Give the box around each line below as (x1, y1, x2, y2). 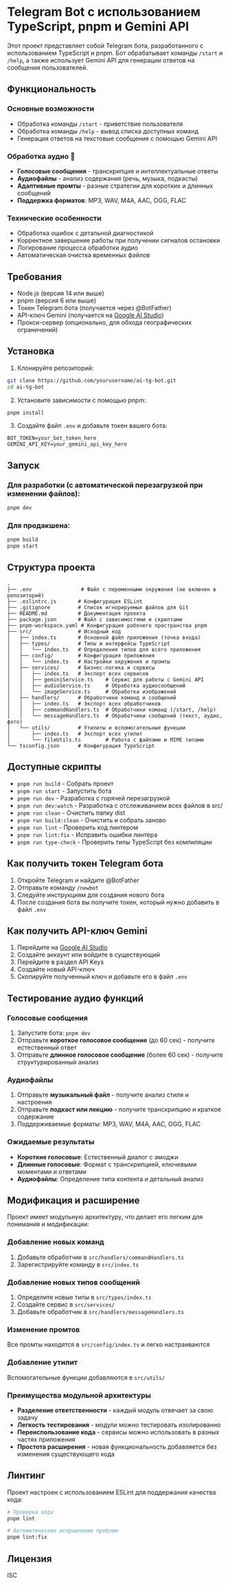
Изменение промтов (7, 1324, 80, 1334)
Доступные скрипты (7, 761, 102, 773)
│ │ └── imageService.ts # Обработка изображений (7, 688, 176, 695)
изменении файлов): (7, 489, 80, 499)
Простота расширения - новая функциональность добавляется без (16, 1442, 218, 1451)
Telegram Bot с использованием (7, 4, 201, 20)
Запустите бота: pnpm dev (16, 1029, 91, 1037)
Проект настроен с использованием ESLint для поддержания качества (7, 1488, 216, 1496)
